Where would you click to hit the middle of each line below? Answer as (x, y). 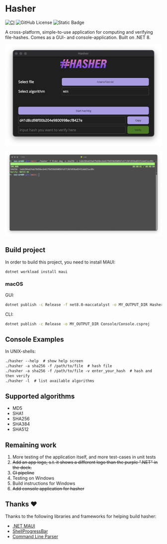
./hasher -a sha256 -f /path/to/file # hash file (59, 366)
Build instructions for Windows (44, 483)
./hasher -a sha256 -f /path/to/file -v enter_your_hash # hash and (79, 371)
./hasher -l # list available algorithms (50, 381)
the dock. (22, 467)
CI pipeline (23, 473)
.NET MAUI (24, 526)
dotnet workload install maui (37, 272)
